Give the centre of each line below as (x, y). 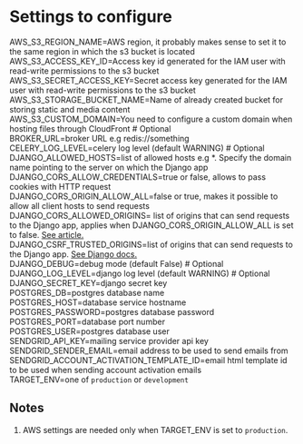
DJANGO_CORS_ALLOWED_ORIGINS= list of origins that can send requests (150, 215)
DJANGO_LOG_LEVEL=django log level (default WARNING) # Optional (140, 273)
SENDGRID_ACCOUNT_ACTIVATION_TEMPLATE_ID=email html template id (148, 360)
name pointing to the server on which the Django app (109, 167)
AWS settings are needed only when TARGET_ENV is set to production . (155, 429)
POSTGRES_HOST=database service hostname (98, 302)
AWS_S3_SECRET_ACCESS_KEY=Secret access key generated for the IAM (148, 80)
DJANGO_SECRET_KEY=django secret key (88, 282)
